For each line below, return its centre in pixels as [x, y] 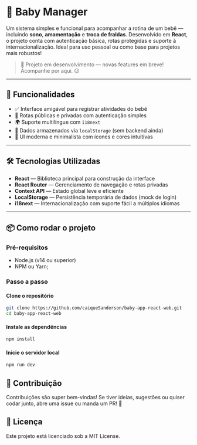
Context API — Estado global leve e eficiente [69, 191]
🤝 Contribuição [34, 383]
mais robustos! [24, 53]
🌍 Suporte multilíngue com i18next [57, 122]
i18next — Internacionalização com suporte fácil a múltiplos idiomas [97, 203]
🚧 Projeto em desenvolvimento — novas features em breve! [92, 64]
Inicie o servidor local [33, 352]
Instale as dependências [37, 327]
